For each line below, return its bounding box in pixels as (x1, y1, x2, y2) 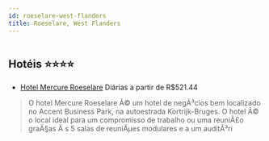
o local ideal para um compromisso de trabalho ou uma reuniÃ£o (27, 115, 244, 125)
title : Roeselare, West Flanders (8, 19, 121, 27)
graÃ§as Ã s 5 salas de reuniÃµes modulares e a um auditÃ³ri (27, 124, 233, 134)
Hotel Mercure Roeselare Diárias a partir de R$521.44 (19, 82, 198, 93)
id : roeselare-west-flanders (8, 11, 107, 20)
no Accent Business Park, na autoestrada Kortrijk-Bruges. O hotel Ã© (27, 106, 260, 117)
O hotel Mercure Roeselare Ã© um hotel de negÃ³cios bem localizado (27, 98, 261, 108)
